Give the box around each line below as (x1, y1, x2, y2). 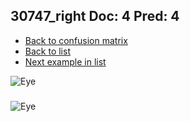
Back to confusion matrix (24, 34, 128, 46)
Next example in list (24, 55, 107, 68)
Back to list (24, 45, 71, 57)
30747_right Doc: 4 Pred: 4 (10, 8, 180, 25)
